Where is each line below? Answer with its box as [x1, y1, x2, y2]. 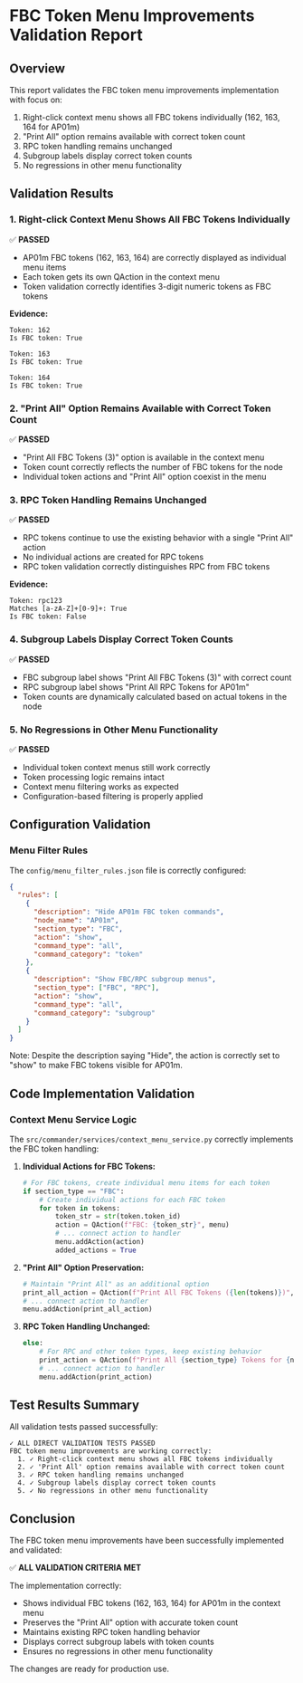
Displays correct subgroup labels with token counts [22, 1636, 214, 1648]
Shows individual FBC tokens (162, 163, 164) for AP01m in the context [22, 1598, 281, 1609]
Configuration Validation [9, 817, 151, 833]
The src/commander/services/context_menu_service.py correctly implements [9, 1133, 294, 1144]
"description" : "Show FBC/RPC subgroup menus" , [33, 975, 217, 984]
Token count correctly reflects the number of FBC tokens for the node [22, 461, 283, 472]
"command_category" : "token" [33, 950, 144, 959]
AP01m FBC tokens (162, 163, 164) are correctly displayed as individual [22, 252, 287, 263]
